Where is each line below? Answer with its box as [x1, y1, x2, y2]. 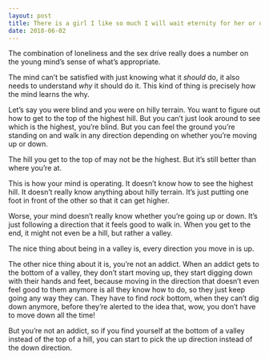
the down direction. [8, 343, 73, 353]
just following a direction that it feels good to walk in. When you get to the [8, 220, 251, 229]
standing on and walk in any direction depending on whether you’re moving [8, 131, 258, 140]
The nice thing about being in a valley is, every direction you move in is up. [8, 244, 255, 253]
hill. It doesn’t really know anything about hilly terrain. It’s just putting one [8, 188, 250, 197]
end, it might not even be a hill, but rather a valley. [8, 228, 173, 238]
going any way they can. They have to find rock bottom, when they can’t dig [8, 293, 259, 303]
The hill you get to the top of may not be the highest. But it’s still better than [8, 155, 257, 164]
